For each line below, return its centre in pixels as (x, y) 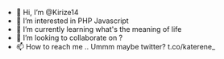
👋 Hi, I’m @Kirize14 (47, 12)
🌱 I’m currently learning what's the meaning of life (99, 29)
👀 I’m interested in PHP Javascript (72, 21)
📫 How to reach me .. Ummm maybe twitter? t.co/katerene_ (116, 47)
